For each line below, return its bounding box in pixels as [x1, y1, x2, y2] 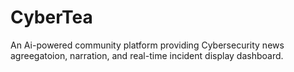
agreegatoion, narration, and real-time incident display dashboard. [10, 49, 284, 61]
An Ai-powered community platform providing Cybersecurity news [10, 39, 285, 51]
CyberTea [10, 6, 93, 29]
